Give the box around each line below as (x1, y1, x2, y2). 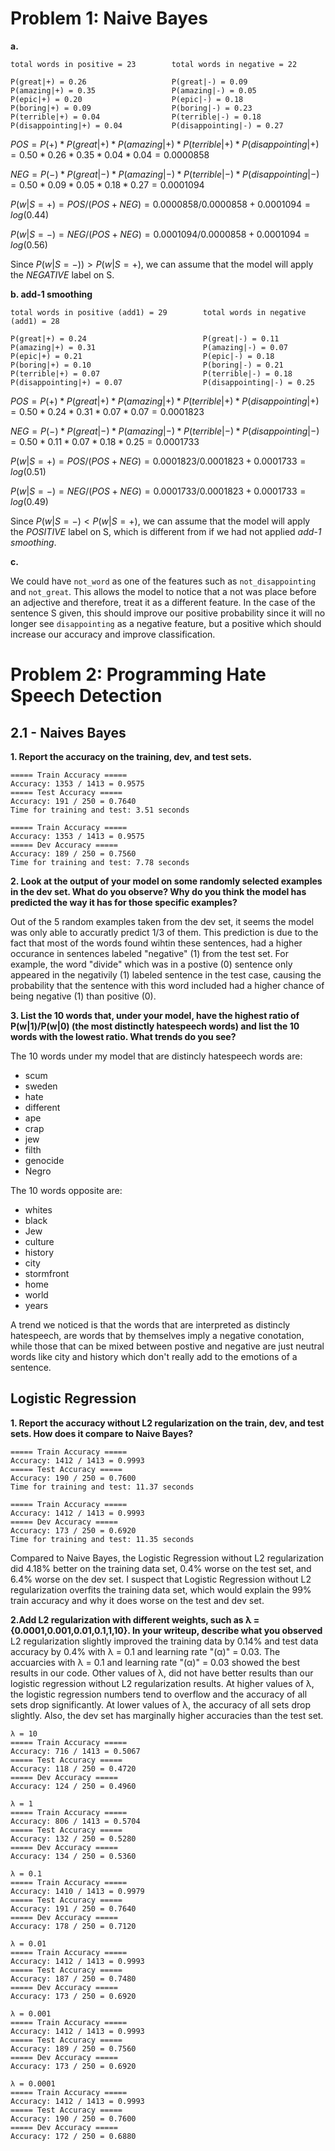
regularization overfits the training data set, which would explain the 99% (10, 1583, 312, 1596)
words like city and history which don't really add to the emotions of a (10, 1350, 298, 1362)
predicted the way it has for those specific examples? (10, 896, 238, 908)
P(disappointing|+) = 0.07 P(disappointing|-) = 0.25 (10, 377, 315, 387)
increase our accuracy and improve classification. (10, 628, 216, 640)
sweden (24, 1080, 58, 1092)
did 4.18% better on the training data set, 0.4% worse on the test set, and (10, 1562, 312, 1574)
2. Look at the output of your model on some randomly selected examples (10, 875, 323, 887)
